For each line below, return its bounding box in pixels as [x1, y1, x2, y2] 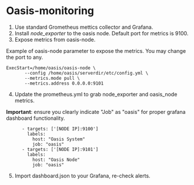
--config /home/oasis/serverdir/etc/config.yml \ [24, 70, 149, 76]
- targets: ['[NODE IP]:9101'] [21, 146, 99, 152]
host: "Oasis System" [32, 136, 85, 142]
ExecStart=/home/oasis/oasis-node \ [6, 65, 96, 71]
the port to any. [6, 53, 43, 60]
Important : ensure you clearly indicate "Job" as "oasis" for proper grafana [6, 108, 186, 115]
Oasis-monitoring [6, 4, 95, 18]
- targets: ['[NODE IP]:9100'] [21, 126, 99, 132]
